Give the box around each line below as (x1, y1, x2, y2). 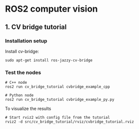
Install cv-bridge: (5, 48, 39, 54)
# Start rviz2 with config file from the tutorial (5, 115, 110, 120)
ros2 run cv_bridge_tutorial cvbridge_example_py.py (5, 97, 115, 102)
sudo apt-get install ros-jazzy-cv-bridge (5, 57, 93, 63)
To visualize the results (5, 106, 51, 111)
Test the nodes (5, 69, 41, 76)
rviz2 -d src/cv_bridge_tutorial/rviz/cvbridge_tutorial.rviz (5, 119, 134, 125)
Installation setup (5, 37, 47, 44)
